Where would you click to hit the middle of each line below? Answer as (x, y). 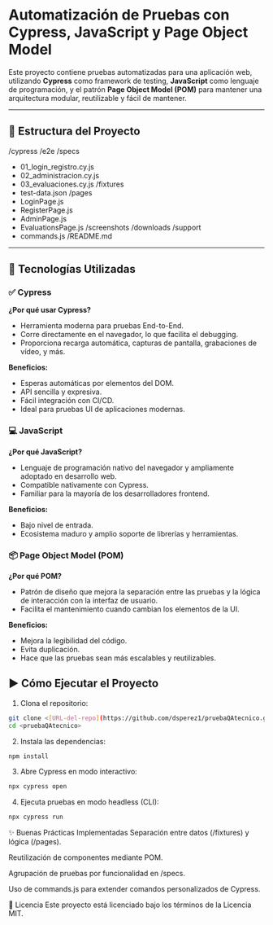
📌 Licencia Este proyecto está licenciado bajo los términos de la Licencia (130, 905)
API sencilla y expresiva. (61, 392)
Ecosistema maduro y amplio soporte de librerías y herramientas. (129, 533)
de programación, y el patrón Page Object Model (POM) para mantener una (135, 89)
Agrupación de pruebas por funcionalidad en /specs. (97, 874)
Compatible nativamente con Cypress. (84, 484)
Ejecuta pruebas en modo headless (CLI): (90, 802)
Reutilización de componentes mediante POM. (86, 857)
